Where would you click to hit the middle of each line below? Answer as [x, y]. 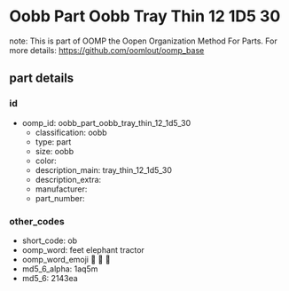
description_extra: [68, 179]
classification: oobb [71, 132]
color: [46, 161]
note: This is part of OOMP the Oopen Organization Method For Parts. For [143, 41]
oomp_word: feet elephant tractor [83, 249]
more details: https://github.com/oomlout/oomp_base [107, 50]
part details [42, 79]
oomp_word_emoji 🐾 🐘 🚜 [66, 259]
